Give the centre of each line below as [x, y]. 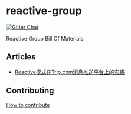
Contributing [30, 91]
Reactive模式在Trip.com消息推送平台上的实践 [70, 72]
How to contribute [28, 105]
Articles [21, 57]
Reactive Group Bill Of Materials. [45, 38]
